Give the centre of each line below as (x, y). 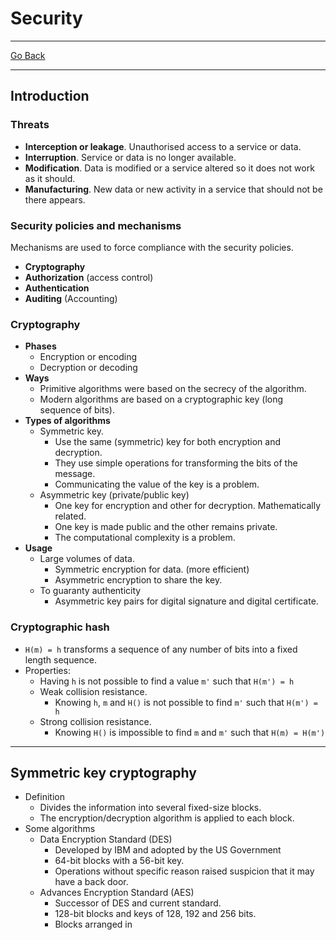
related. (70, 516)
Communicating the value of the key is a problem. (157, 484)
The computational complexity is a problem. (145, 538)
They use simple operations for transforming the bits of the (176, 463)
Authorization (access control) (89, 277)
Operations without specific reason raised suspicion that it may (184, 871)
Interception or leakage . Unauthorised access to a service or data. (163, 146)
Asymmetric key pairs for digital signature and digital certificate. (186, 601)
